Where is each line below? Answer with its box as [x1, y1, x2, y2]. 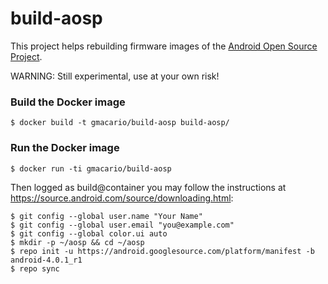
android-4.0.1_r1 [10, 255, 83, 265]
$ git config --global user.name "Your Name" [10, 211, 203, 221]
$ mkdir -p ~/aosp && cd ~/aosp [10, 237, 145, 247]
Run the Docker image [10, 141, 120, 155]
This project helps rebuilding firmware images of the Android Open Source [10, 40, 318, 52]
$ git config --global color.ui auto [10, 228, 168, 239]
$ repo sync [10, 263, 60, 274]
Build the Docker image [10, 95, 126, 109]
